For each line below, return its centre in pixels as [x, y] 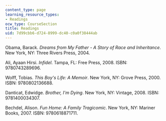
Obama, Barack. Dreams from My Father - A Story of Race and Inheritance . [83, 47]
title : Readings [22, 29]
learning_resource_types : [32, 15]
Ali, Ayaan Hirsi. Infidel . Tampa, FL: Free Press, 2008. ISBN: [66, 63]
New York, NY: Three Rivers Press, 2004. [48, 53]
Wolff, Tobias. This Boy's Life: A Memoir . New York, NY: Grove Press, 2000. [83, 78]
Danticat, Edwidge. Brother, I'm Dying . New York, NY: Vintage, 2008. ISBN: [82, 93]
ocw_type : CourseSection [31, 24]
